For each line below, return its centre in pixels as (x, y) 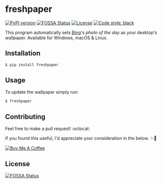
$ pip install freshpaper (32, 65)
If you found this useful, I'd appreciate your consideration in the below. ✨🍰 (81, 138)
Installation (23, 53)
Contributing (25, 117)
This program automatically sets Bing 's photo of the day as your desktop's (81, 32)
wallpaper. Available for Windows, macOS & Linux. (56, 38)
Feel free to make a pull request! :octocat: (48, 129)
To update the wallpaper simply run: (42, 92)
